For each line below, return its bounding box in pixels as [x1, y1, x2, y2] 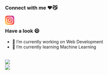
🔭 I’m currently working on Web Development [12, 38, 104, 44]
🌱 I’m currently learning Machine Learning [12, 44, 96, 50]
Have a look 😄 [5, 28, 40, 35]
